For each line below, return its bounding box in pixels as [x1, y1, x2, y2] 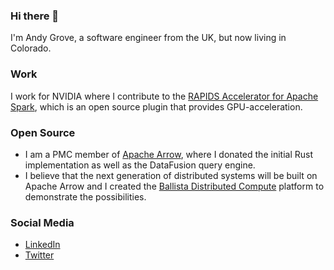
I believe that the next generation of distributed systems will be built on [24, 169, 318, 181]
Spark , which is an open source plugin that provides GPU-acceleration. [10, 100, 303, 113]
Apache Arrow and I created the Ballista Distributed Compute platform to [24, 180, 325, 192]
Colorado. [10, 42, 52, 54]
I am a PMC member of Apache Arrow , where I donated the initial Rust [24, 148, 313, 160]
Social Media [10, 215, 75, 229]
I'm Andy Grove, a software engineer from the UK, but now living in [10, 32, 287, 44]
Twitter [24, 249, 55, 261]
